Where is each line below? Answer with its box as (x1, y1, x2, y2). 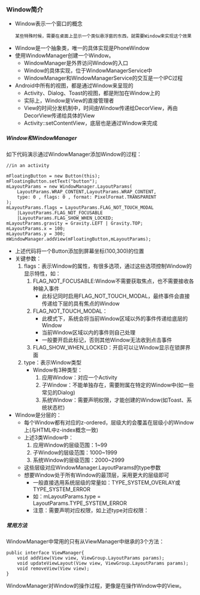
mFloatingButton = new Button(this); (6, 173, 101, 180)
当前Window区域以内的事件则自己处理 (41, 329, 136, 336)
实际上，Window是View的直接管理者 (23, 97, 114, 104)
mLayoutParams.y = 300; (6, 231, 66, 237)
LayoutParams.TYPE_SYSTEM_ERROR (32, 500, 128, 507)
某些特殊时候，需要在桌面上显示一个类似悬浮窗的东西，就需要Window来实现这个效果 (14, 33, 192, 40)
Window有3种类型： (32, 366, 83, 373)
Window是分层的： (14, 411, 62, 418)
